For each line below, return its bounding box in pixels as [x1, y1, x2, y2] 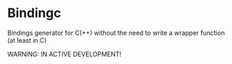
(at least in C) [7, 36, 47, 44]
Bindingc [7, 5, 62, 21]
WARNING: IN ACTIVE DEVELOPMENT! [7, 50, 122, 58]
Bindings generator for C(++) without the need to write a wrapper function [7, 28, 226, 37]
